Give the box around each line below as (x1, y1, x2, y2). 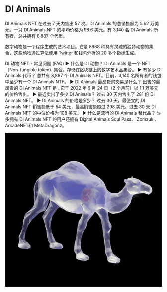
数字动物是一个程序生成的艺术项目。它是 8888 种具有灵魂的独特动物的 (5, 43, 149, 49)
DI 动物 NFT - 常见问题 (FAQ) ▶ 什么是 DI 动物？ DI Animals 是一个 (5, 60, 141, 66)
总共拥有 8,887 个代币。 (18, 33, 68, 39)
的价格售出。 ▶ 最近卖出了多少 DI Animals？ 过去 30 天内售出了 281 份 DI (5, 91, 155, 97)
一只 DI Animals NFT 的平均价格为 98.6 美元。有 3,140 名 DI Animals (13, 26, 153, 33)
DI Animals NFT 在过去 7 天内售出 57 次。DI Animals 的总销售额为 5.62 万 (5, 20, 155, 26)
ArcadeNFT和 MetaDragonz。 (5, 122, 67, 128)
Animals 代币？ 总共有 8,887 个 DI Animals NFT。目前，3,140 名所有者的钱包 (5, 73, 162, 78)
